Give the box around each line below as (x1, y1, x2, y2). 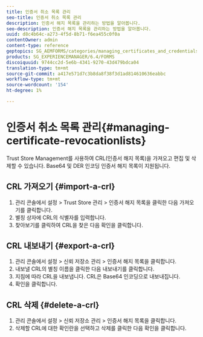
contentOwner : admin (6, 37, 59, 43)
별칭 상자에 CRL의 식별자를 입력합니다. (14, 214, 106, 221)
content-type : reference (6, 43, 69, 49)
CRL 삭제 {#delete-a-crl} (6, 300, 100, 310)
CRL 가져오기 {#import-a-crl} (6, 182, 115, 192)
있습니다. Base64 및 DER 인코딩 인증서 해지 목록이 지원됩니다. (24, 162, 171, 169)
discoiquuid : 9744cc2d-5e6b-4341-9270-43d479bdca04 (6, 59, 139, 65)
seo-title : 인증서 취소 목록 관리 (6, 14, 82, 21)
